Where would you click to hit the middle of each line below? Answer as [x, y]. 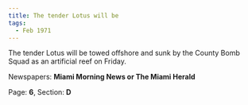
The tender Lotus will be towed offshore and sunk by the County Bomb [124, 53]
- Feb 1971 [33, 30]
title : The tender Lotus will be [64, 16]
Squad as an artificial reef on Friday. [68, 61]
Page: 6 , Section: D [40, 92]
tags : [17, 23]
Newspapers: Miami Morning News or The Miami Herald [102, 77]
